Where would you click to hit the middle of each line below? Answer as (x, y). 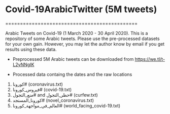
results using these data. (31, 49)
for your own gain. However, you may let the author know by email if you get (85, 44)
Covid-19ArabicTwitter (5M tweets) (81, 9)
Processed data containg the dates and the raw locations (72, 74)
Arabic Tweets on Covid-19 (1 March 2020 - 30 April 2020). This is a (77, 33)
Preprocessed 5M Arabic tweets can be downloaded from (73, 59)
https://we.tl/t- (150, 59)
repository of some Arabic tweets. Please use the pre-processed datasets (82, 39)
